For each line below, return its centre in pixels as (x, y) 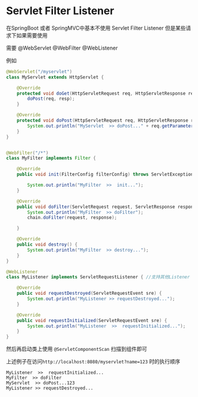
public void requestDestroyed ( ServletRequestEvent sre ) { (89, 294)
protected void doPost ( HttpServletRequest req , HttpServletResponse (103, 121)
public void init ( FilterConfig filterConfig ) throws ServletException (105, 175)
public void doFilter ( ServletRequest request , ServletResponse (96, 207)
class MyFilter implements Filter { (51, 158)
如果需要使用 (32, 35)
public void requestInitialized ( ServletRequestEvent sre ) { (92, 320)
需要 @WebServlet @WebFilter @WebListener (62, 48)
